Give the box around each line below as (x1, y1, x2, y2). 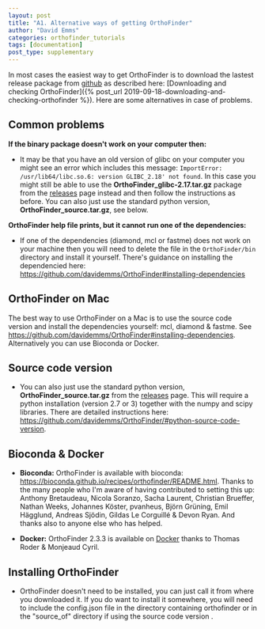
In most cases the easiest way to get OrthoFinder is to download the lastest (8, 70, 255, 79)
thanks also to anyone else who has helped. (19, 519, 163, 529)
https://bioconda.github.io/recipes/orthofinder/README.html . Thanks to (19, 476, 254, 487)
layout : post (8, 11, 51, 20)
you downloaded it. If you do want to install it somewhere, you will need (19, 595, 253, 604)
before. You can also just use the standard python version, (19, 196, 210, 206)
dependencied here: (19, 260, 86, 270)
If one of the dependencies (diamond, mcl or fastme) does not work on (19, 235, 252, 245)
